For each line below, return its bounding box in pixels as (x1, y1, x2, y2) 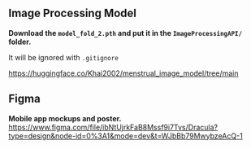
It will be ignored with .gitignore (8, 52, 119, 62)
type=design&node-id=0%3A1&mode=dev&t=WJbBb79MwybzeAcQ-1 (8, 130, 244, 141)
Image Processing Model (8, 7, 136, 20)
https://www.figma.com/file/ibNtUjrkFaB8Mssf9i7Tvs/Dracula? (8, 122, 218, 132)
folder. (8, 37, 32, 46)
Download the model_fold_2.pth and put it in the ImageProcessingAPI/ (8, 28, 242, 37)
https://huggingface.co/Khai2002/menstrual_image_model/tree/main (8, 68, 239, 78)
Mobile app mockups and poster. (8, 113, 122, 123)
